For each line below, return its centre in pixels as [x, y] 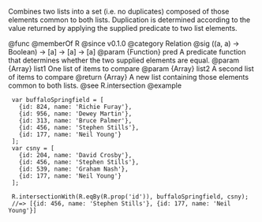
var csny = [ [33, 149]
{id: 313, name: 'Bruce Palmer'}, [75, 121]
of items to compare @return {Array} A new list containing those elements [129, 77]
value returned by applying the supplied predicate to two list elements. [123, 28]
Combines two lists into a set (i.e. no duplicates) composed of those [119, 11]
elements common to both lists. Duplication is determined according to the [129, 20]
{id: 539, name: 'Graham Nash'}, [73, 169]
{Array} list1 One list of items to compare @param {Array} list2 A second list [131, 69]
